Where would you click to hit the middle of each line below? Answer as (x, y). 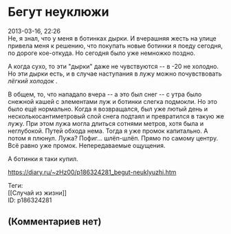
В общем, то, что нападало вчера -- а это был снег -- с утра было (105, 94)
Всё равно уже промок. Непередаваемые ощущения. (87, 145)
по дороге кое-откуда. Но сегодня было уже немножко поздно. (101, 53)
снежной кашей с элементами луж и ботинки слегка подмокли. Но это (112, 101)
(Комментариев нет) (55, 222)
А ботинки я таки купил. (43, 158)
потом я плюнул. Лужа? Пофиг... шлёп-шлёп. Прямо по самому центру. (113, 138)
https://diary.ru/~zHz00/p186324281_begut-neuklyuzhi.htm (92, 172)
